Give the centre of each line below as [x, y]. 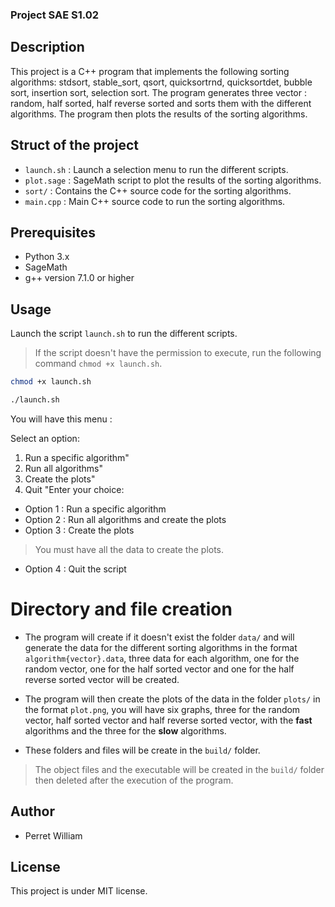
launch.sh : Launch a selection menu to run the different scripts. [156, 169]
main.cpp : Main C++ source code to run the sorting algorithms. [155, 201]
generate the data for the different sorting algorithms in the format [161, 647]
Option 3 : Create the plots [79, 530]
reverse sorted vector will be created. [102, 679]
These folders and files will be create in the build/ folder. [142, 750]
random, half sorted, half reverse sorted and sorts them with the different [161, 103]
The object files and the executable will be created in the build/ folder [179, 769]
